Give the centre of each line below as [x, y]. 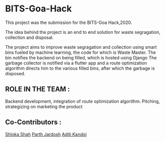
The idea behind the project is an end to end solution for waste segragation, [83, 32]
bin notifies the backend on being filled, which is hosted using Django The [81, 57]
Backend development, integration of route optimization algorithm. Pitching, [82, 101]
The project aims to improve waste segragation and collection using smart [81, 47]
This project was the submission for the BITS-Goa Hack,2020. [69, 22]
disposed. [15, 73]
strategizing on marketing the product [44, 106]
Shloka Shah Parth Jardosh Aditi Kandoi [46, 134]
